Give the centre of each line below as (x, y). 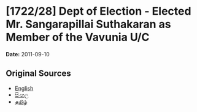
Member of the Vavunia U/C (78, 37)
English (24, 88)
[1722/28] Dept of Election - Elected (98, 11)
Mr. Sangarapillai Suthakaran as (88, 24)
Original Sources (38, 74)
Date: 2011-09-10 (28, 54)
